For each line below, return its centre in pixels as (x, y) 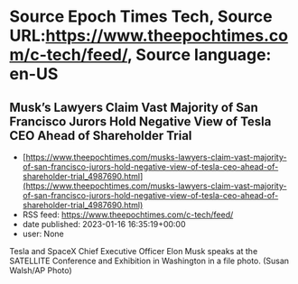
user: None (43, 234)
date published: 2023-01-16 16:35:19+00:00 (104, 224)
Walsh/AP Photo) (41, 270)
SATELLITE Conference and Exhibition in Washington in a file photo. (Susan (149, 261)
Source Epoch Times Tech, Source (141, 17)
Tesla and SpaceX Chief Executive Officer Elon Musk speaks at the (134, 251)
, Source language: (199, 55)
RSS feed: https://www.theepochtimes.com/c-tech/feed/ (128, 215)
